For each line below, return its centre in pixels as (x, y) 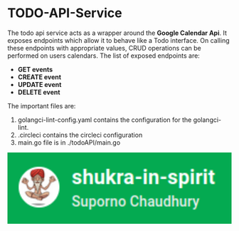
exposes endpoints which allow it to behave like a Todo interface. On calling (118, 40)
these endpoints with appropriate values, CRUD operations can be (104, 48)
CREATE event (39, 77)
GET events (35, 69)
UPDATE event (39, 84)
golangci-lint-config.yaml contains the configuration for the (105, 120)
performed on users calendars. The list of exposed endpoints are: (104, 56)
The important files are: (42, 106)
